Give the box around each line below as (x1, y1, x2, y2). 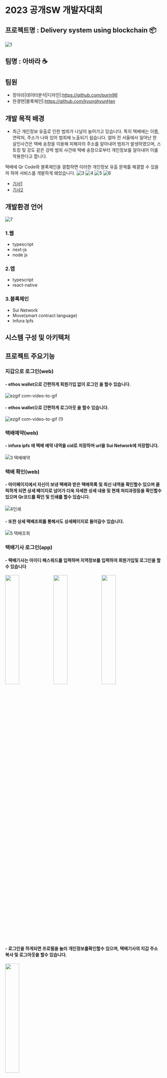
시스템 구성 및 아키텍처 (5, 333, 71, 342)
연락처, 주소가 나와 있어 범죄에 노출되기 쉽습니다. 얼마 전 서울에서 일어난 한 (12, 135, 157, 141)
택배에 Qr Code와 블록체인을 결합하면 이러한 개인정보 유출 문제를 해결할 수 (5, 164, 150, 170)
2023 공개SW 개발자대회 (5, 4, 103, 16)
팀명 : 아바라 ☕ (5, 57, 48, 66)
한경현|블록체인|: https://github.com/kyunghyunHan (12, 98, 115, 105)
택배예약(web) (5, 429, 39, 436)
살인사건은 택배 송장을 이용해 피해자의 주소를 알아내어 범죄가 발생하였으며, (12, 141, 156, 147)
